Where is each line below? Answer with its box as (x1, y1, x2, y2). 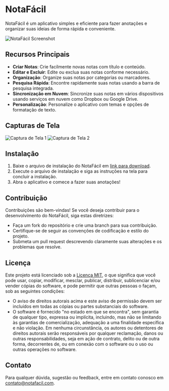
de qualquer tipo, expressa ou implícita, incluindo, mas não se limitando (12, 314, 161, 320)
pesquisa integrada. (12, 85, 54, 91)
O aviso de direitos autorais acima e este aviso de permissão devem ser (12, 298, 162, 304)
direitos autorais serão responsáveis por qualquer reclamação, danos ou (12, 330, 163, 336)
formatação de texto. (12, 106, 57, 112)
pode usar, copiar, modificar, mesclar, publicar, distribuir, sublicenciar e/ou (5, 278, 160, 283)
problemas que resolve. (12, 244, 62, 250)
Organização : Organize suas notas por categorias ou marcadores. (12, 74, 151, 81)
